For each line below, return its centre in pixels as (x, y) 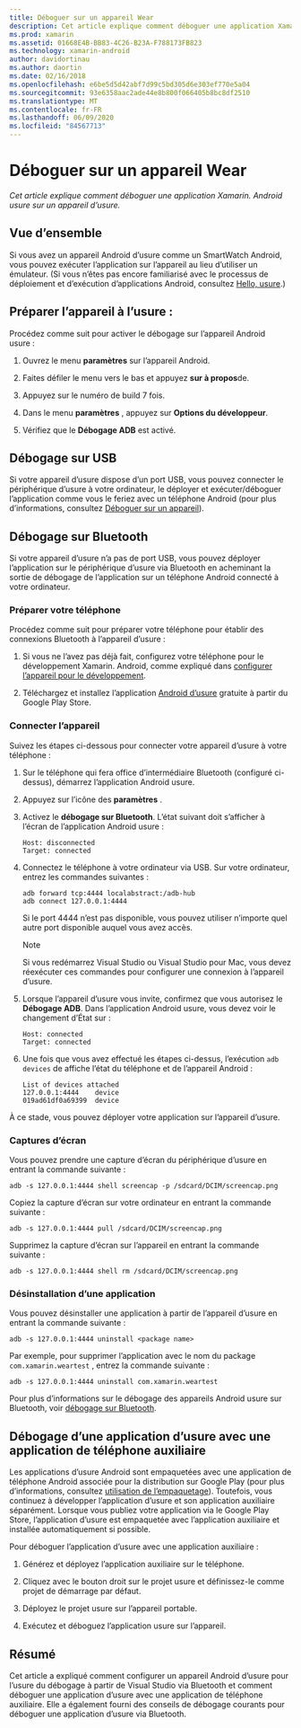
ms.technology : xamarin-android (69, 51)
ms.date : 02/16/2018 (48, 76)
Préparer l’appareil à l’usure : (91, 312)
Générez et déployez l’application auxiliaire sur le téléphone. (133, 1565)
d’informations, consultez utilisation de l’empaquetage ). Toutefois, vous (141, 1491)
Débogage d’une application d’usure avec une (140, 1437)
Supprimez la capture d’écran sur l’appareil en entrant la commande (134, 1246)
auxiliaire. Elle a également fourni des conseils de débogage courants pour (147, 1704)
